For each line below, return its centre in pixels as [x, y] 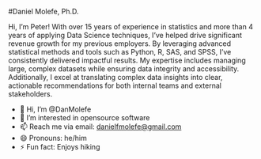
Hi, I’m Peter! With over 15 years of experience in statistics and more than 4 [130, 26]
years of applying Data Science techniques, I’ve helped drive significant [125, 35]
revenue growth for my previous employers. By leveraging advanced [120, 44]
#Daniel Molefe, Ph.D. [43, 11]
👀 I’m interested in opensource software [85, 117]
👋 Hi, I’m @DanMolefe [55, 109]
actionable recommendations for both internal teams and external [115, 85]
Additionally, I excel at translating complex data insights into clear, [115, 77]
